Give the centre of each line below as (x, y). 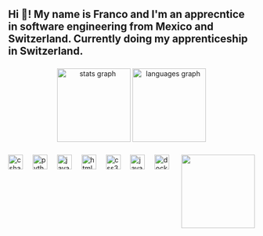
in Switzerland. (46, 51)
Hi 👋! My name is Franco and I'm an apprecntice (126, 15)
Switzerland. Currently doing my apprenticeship (128, 39)
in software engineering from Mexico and (111, 27)
